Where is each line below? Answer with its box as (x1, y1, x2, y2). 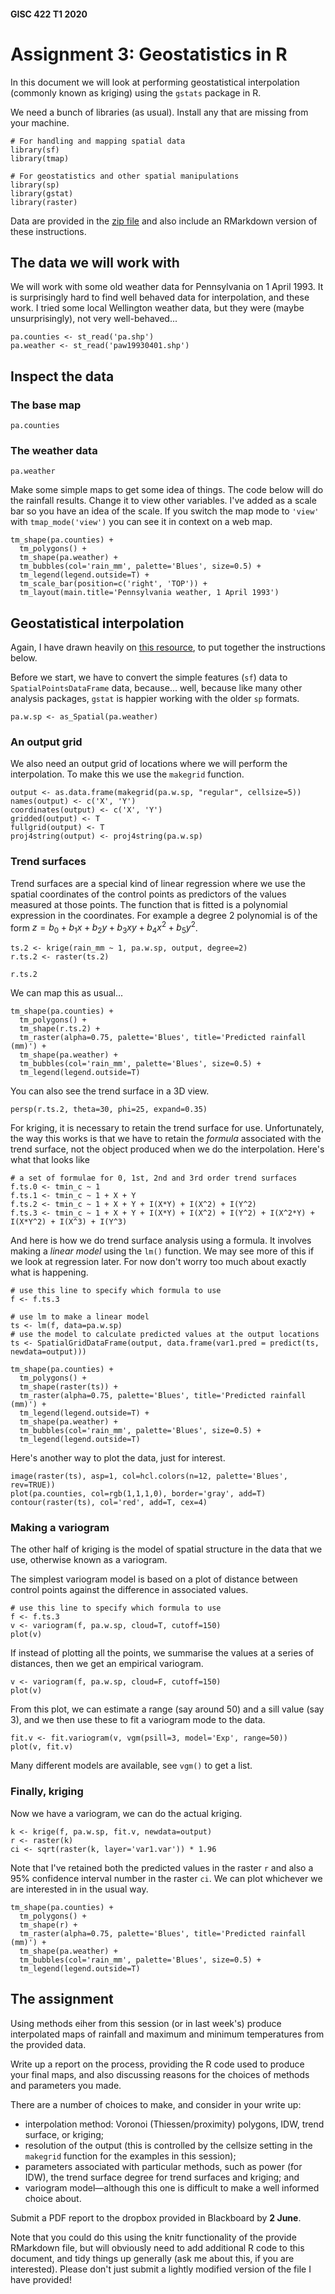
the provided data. (10, 2038, 87, 2050)
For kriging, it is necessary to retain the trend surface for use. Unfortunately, (10, 1122, 325, 1134)
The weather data (10, 443, 98, 457)
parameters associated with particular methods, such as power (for (24, 2160, 303, 2172)
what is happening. (10, 1266, 89, 1279)
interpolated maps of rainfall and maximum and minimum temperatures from (10, 2028, 325, 2040)
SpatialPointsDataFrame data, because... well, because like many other (10, 682, 303, 694)
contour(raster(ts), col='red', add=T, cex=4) (10, 1498, 208, 1508)
